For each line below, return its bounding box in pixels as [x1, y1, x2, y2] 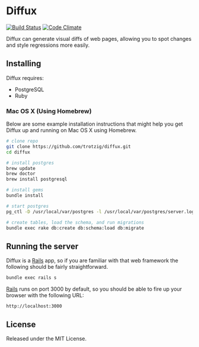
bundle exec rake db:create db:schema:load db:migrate [6, 225, 145, 231]
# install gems [6, 187, 44, 193]
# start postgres [6, 203, 49, 209]
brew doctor [6, 171, 36, 177]
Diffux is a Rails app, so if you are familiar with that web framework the [6, 257, 179, 264]
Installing [6, 59, 41, 69]
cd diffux [6, 149, 31, 155]
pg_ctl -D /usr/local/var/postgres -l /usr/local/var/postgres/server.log [6, 208, 195, 214]
